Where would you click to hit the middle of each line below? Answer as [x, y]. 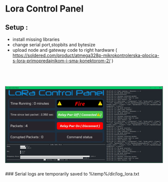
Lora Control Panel [44, 9]
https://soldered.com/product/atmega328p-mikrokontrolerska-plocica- [86, 55]
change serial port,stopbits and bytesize [54, 45]
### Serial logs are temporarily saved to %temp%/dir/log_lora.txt [72, 174]
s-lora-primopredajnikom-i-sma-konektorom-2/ [61, 61]
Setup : [17, 27]
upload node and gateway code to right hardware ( [65, 50]
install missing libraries [36, 39]
